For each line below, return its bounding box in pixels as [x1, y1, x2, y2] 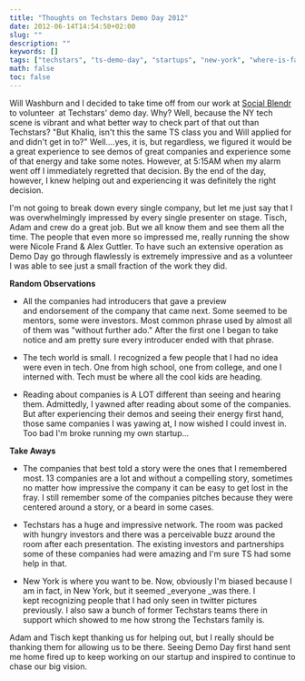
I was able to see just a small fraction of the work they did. [9, 260, 228, 271]
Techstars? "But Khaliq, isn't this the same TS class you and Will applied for [9, 127, 292, 137]
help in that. [22, 557, 68, 569]
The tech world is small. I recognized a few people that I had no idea [22, 351, 279, 362]
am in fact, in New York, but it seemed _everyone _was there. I [22, 584, 256, 596]
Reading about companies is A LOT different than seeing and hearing [22, 389, 281, 400]
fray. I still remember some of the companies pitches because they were [22, 492, 293, 503]
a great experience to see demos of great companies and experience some [9, 146, 291, 157]
